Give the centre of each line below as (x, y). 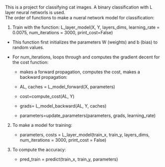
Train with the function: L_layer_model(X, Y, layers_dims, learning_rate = (86, 27)
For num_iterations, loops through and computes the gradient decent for (86, 57)
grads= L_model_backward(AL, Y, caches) (63, 106)
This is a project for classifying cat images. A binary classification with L (79, 7)
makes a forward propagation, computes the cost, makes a (80, 72)
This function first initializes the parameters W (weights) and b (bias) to (85, 42)
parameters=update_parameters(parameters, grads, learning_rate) (88, 115)
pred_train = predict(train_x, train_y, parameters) (69, 159)
